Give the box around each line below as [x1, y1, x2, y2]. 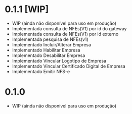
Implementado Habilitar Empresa [12, 47, 80, 53]
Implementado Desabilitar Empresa [12, 52, 85, 59]
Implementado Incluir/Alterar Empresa [12, 41, 92, 47]
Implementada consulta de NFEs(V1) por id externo [12, 31, 119, 37]
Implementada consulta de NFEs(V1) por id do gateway [12, 25, 127, 31]
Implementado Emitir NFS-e [12, 68, 70, 74]
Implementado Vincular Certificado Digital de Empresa [12, 63, 126, 69]
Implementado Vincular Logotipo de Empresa [12, 58, 107, 64]
